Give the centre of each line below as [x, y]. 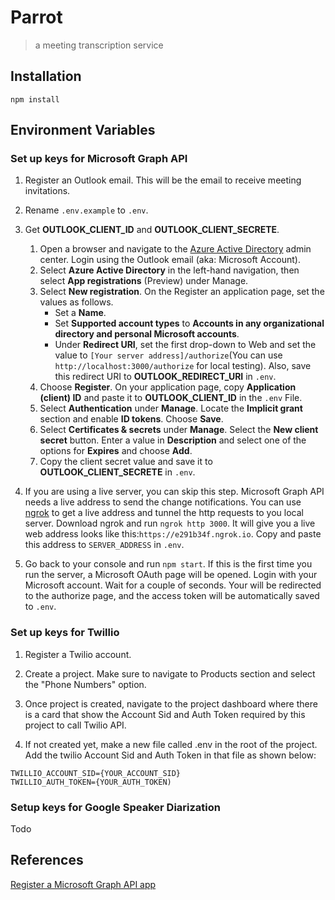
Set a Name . [80, 313]
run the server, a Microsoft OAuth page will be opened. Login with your [171, 575]
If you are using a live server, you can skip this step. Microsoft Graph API [174, 492]
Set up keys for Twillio [65, 633]
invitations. [47, 191]
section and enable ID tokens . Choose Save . [131, 419]
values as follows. [76, 302]
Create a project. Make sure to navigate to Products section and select [170, 673]
